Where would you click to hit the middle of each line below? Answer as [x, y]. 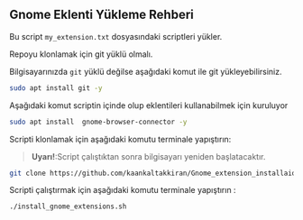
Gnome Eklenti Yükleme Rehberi [101, 15]
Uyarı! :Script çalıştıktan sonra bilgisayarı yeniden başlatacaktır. [148, 156]
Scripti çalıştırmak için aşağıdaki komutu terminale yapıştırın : [123, 190]
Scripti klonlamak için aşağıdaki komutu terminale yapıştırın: [120, 139]
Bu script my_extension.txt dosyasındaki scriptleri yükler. [116, 36]
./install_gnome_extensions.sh [68, 206]
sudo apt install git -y [56, 88]
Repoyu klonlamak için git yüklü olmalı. [81, 54]
